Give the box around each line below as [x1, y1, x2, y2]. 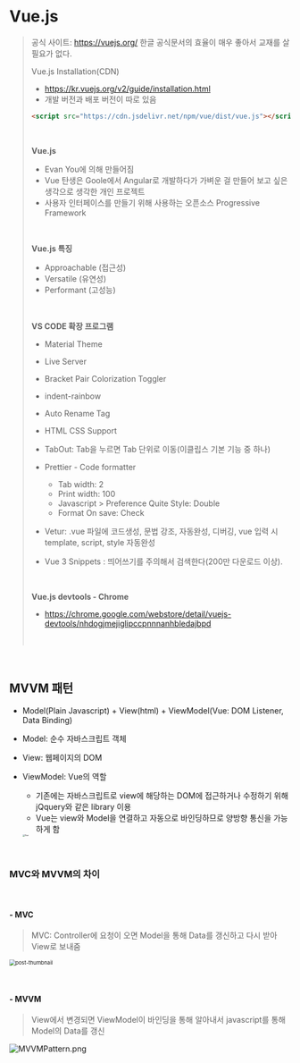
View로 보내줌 [30, 941, 81, 952]
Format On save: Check [57, 507, 145, 518]
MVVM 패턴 [9, 681, 74, 696]
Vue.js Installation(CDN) [30, 65, 120, 77]
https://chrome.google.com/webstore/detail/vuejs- [44, 608, 232, 619]
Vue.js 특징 [30, 243, 73, 254]
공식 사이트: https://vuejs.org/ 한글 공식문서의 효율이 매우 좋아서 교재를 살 [30, 37, 290, 47]
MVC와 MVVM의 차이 [9, 867, 101, 880]
